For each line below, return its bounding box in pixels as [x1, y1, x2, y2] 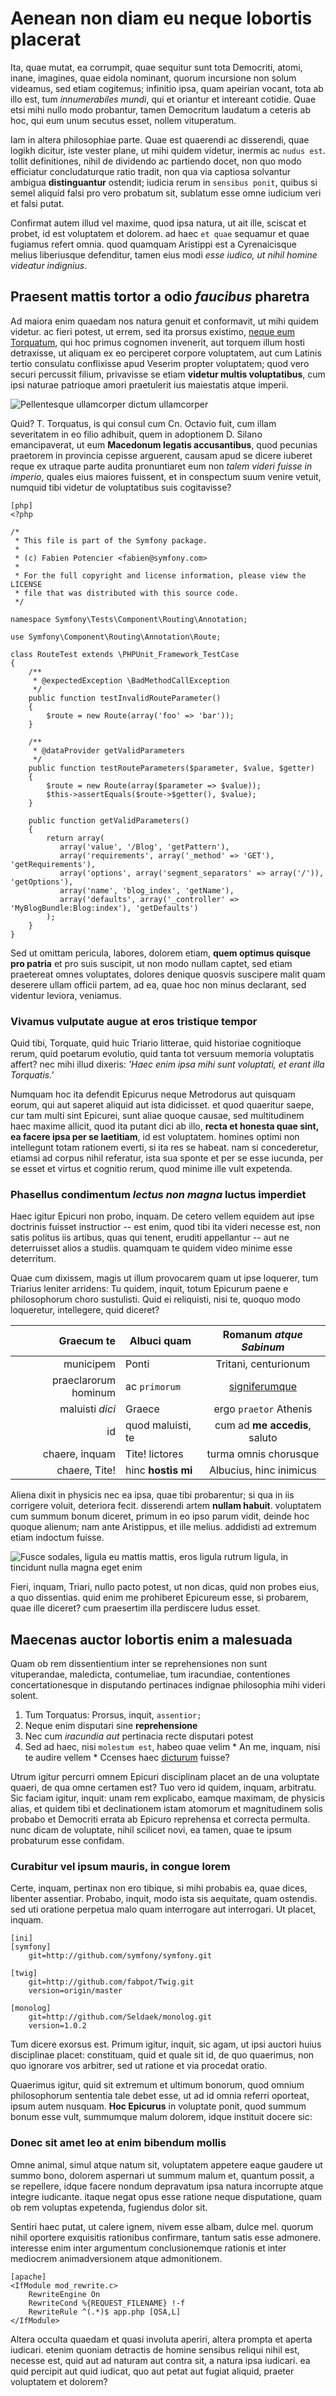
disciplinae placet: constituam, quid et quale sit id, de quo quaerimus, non [10, 2049, 315, 2061]
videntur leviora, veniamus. [10, 989, 122, 1001]
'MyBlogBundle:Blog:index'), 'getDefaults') [10, 903, 199, 913]
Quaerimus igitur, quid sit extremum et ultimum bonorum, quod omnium [10, 2079, 305, 2091]
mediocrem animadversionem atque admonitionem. [10, 2252, 223, 2264]
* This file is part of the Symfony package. [14, 535, 208, 546]
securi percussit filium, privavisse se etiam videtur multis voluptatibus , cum [10, 368, 326, 380]
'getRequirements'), [10, 859, 97, 869]
